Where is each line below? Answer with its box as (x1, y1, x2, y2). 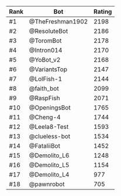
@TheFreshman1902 (29, 18, 88, 25)
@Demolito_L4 (29, 171, 70, 178)
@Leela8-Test (29, 123, 69, 131)
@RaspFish (29, 94, 60, 102)
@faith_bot (29, 85, 60, 92)
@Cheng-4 (29, 113, 61, 121)
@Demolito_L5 (29, 161, 70, 169)
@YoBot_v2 (29, 56, 61, 64)
